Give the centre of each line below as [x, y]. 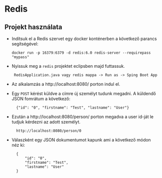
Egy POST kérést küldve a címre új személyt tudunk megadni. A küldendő [84, 93]
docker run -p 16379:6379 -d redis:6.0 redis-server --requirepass [81, 53]
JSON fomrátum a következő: [41, 99]
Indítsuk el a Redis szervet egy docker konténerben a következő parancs [84, 39]
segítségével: [25, 44]
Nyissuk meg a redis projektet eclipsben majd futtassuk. [68, 66]
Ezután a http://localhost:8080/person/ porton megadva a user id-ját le [82, 117]
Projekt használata [33, 27]
